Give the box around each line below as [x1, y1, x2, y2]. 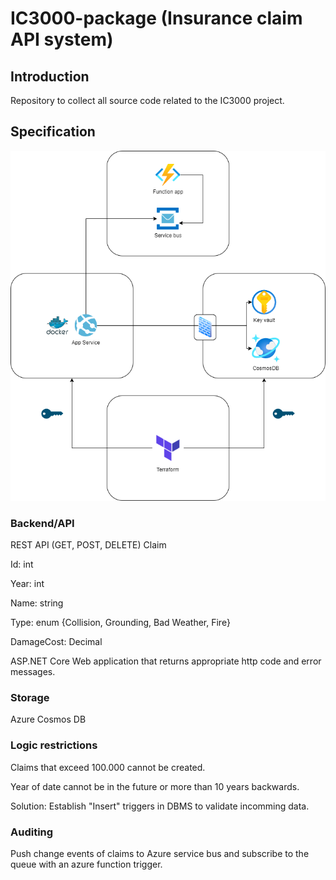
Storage [10, 690, 50, 704]
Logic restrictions [10, 738, 98, 752]
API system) [10, 28, 114, 51]
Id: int [10, 558, 34, 571]
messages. [10, 666, 56, 678]
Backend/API [10, 516, 75, 530]
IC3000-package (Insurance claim [10, 7, 303, 30]
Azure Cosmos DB [10, 713, 87, 726]
